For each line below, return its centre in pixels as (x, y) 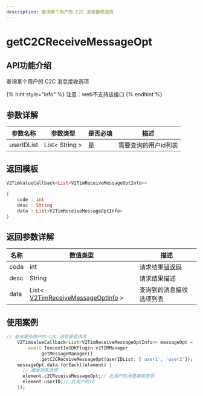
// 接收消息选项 (40, 371)
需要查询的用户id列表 (148, 145)
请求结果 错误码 (161, 267)
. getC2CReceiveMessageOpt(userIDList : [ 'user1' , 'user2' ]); (116, 359)
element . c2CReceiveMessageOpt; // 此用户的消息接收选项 (88, 376)
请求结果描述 (158, 279)
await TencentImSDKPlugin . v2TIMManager (78, 348)
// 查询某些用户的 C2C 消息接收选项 (46, 337)
